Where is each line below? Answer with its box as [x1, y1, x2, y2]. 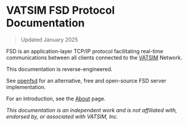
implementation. [6, 83, 46, 90]
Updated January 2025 [20, 36, 79, 43]
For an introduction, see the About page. [6, 95, 106, 102]
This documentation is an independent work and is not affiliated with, [6, 106, 177, 113]
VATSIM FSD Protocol [6, 4, 115, 17]
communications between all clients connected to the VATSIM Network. [6, 54, 183, 61]
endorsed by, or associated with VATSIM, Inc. [6, 113, 118, 120]
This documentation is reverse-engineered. [6, 65, 113, 72]
